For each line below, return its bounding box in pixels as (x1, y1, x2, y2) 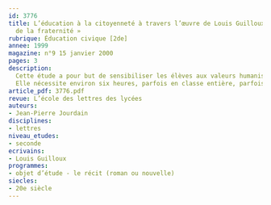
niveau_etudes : (8, 132, 60, 140)
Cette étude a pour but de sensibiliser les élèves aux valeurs (15, 72, 236, 80)
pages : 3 (8, 57, 38, 65)
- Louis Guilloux (8, 154, 67, 162)
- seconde (8, 139, 42, 148)
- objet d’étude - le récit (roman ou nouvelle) (8, 169, 175, 178)
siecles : (8, 177, 38, 186)
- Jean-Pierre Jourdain (8, 110, 89, 118)
